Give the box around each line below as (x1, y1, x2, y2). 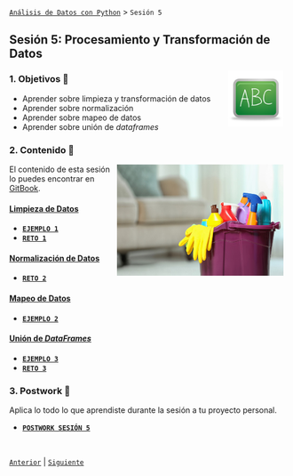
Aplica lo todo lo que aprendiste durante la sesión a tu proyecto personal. (9, 405, 278, 415)
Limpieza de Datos (9, 203, 79, 214)
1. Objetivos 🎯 (9, 73, 69, 85)
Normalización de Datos (9, 253, 100, 263)
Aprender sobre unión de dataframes (21, 121, 159, 132)
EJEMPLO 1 (21, 225, 59, 234)
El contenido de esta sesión (9, 164, 111, 174)
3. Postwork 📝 (9, 384, 71, 397)
